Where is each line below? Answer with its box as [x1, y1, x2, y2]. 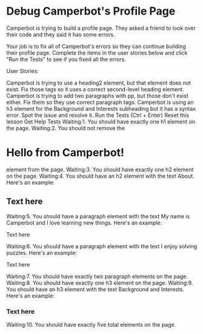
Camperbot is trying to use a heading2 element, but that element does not [6, 79, 191, 86]
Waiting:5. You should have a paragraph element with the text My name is [6, 212, 190, 220]
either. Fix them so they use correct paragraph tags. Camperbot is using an [6, 99, 194, 106]
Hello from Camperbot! [6, 146, 125, 159]
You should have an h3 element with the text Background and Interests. [6, 285, 185, 293]
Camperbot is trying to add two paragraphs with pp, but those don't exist [6, 92, 189, 99]
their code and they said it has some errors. [6, 30, 115, 38]
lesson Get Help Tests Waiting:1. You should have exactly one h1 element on [6, 117, 196, 125]
